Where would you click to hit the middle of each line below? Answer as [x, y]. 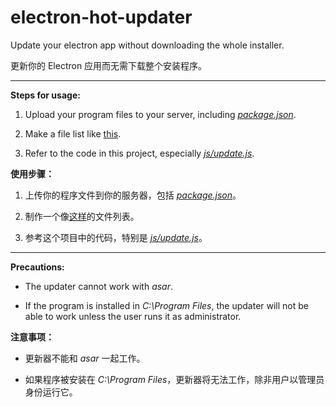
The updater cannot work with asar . [99, 286]
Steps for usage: [45, 95]
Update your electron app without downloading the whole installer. [147, 45]
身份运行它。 [51, 392]
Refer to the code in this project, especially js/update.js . [139, 153]
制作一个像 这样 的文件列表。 [82, 216]
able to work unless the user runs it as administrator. [133, 316]
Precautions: [37, 267]
